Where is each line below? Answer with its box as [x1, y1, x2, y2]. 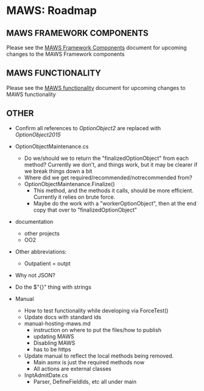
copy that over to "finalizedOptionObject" [33, 206, 138, 213]
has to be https [33, 345, 71, 353]
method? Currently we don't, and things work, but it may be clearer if [24, 161, 198, 168]
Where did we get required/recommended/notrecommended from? [24, 174, 193, 181]
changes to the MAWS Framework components [6, 50, 125, 58]
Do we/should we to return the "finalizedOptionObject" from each [24, 154, 189, 162]
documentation [15, 218, 54, 225]
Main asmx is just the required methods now [33, 358, 145, 365]
